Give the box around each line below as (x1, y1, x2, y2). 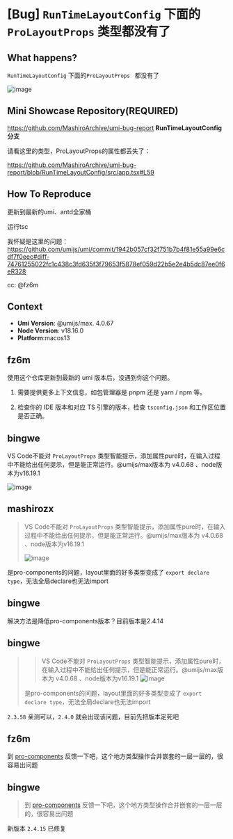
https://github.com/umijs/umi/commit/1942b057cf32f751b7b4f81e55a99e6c (7, 245, 225, 253)
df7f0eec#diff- (7, 252, 50, 261)
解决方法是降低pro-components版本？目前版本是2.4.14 (7, 616, 164, 625)
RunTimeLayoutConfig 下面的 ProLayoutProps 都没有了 (7, 71, 160, 79)
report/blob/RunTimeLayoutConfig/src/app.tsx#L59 (7, 168, 154, 176)
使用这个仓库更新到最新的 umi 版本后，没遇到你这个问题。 (7, 374, 174, 382)
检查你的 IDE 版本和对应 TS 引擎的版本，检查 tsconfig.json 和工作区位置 (17, 403, 226, 411)
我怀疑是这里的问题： (7, 237, 68, 246)
